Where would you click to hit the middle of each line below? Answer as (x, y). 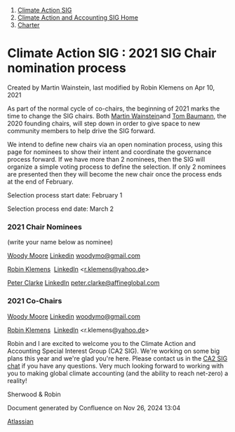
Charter (28, 25)
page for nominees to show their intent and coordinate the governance (109, 152)
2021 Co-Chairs (35, 301)
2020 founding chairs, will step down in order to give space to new (104, 123)
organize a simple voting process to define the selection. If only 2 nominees (117, 167)
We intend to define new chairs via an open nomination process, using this (115, 144)
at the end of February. (40, 181)
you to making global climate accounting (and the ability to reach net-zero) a (118, 373)
